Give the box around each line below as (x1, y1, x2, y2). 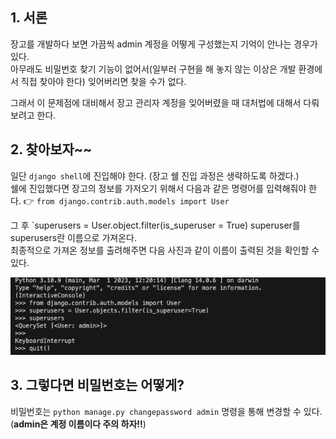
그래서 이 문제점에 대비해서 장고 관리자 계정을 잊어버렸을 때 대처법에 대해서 (10, 96, 302, 108)
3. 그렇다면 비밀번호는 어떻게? (10, 377, 185, 394)
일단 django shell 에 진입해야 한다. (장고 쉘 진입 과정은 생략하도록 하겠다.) (10, 169, 300, 182)
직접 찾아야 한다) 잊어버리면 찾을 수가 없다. (20, 75, 187, 87)
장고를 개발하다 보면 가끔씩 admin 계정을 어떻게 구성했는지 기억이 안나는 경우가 (10, 38, 318, 50)
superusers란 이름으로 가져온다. (10, 231, 137, 243)
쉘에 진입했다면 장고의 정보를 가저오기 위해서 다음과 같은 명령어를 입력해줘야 (10, 182, 307, 194)
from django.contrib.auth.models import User (36, 196, 230, 207)
